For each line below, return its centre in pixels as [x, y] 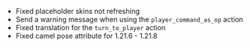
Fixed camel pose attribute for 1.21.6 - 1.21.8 [87, 36]
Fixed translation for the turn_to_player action [91, 27]
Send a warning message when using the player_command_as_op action [129, 19]
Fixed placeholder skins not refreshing [78, 11]
